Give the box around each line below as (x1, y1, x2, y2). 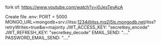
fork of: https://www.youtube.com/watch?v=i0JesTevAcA (5, 4, 123, 10)
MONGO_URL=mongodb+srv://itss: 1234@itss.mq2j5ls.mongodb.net (5, 19, 145, 25)
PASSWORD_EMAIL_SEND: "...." (5, 35, 70, 41)
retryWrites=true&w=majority (5, 24, 65, 30)
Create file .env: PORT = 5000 (5, 14, 67, 19)
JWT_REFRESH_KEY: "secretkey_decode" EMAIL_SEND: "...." (5, 30, 130, 35)
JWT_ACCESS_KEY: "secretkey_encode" (66, 24, 150, 30)
